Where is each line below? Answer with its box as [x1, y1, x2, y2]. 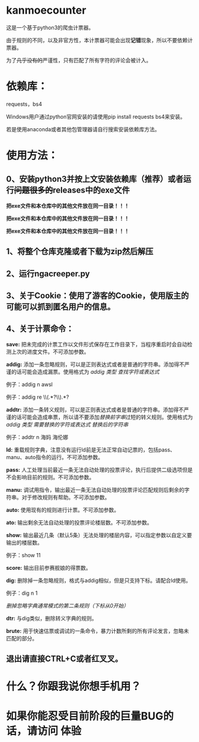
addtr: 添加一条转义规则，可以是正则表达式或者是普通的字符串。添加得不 [6, 406, 184, 413]
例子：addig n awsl [6, 381, 53, 388]
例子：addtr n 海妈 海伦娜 [6, 433, 69, 440]
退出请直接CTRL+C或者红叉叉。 [6, 654, 123, 664]
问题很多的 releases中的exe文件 [14, 185, 130, 195]
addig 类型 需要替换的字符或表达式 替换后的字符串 [6, 421, 129, 428]
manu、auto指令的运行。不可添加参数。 [6, 453, 104, 460]
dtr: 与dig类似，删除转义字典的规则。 [6, 614, 98, 621]
